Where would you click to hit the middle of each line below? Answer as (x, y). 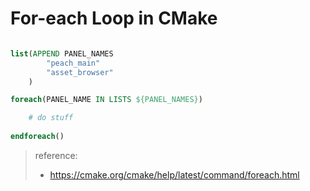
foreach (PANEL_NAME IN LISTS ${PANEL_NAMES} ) (106, 100)
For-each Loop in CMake (114, 18)
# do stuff (51, 118)
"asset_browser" (80, 72)
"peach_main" (73, 63)
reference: (56, 155)
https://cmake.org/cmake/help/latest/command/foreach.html (174, 174)
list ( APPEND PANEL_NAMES (62, 53)
